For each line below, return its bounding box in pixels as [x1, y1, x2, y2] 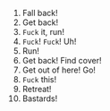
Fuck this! [21, 74, 57, 84]
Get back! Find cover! [21, 55, 102, 65]
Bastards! [21, 93, 58, 104]
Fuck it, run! [21, 27, 65, 37]
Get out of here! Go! [21, 64, 97, 75]
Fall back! [21, 8, 58, 18]
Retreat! [21, 84, 52, 94]
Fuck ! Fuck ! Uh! [21, 36, 77, 47]
